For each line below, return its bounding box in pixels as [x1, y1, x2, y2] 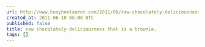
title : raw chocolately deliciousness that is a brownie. [6, 26, 157, 32]
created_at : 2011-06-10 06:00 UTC [6, 15, 95, 21]
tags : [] [6, 32, 29, 38]
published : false [6, 20, 51, 26]
